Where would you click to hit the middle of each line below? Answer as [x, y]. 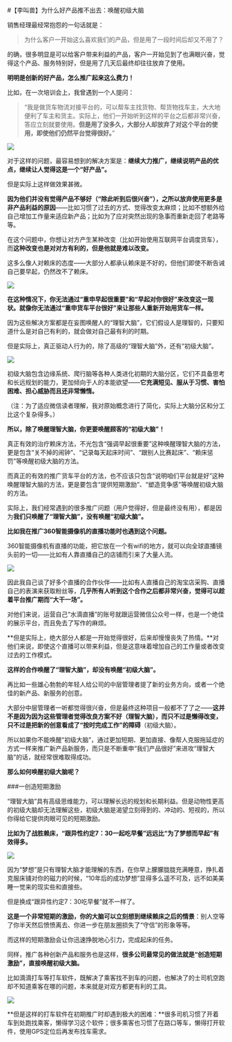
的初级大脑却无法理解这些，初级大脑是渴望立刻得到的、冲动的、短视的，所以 [116, 810]
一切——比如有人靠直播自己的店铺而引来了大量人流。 [101, 555]
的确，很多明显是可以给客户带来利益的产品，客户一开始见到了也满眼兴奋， [113, 54]
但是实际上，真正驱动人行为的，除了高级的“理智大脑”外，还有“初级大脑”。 [112, 346]
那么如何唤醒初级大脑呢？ [43, 772]
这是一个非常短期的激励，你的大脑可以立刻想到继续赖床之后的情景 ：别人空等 [116, 916]
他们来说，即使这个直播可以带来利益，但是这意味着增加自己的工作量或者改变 [116, 646]
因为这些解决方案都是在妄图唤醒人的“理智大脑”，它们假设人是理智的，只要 [113, 323]
